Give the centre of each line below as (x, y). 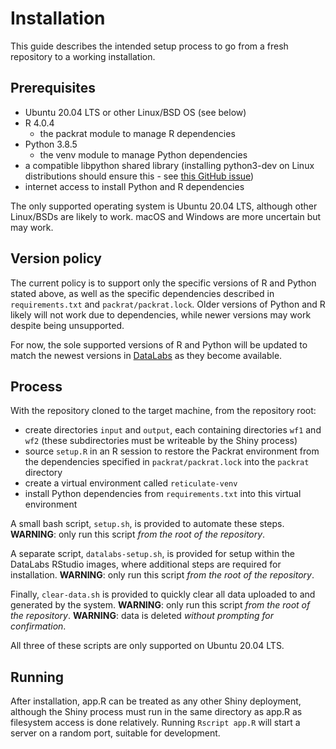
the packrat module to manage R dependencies (137, 133)
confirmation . (38, 626)
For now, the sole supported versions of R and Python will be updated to (159, 344)
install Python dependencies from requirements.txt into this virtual (163, 494)
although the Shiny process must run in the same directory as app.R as (156, 712)
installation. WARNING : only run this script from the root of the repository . (162, 575)
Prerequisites (53, 88)
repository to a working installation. (83, 56)
